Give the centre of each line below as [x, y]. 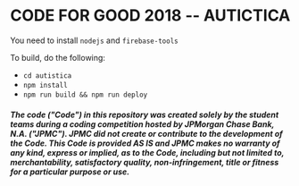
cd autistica [47, 76]
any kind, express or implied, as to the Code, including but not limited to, [147, 152]
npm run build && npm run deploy [85, 95]
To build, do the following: [58, 57]
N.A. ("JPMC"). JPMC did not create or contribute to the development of [147, 133]
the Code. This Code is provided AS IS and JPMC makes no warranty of [145, 143]
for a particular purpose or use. [70, 172]
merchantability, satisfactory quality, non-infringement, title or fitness [145, 162]
